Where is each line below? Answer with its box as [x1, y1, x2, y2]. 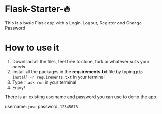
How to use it [5, 43, 60, 53]
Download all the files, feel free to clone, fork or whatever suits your [12, 58, 150, 64]
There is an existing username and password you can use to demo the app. [5, 94, 158, 100]
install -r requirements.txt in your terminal [12, 74, 105, 80]
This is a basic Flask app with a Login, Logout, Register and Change [5, 20, 142, 25]
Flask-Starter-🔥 [5, 3, 70, 15]
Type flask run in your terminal [12, 79, 77, 85]
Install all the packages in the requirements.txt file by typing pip [12, 68, 143, 74]
